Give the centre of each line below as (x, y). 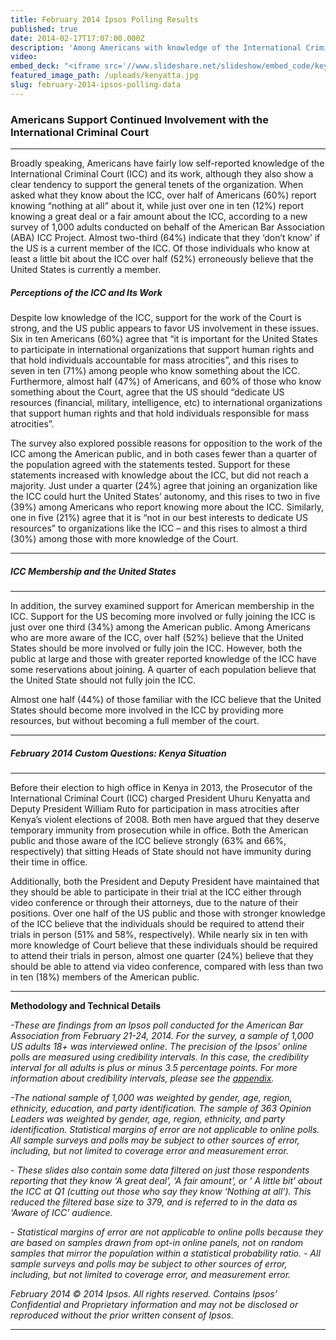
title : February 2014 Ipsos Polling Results (104, 19)
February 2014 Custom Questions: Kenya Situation (118, 753)
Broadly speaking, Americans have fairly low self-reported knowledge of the (167, 163)
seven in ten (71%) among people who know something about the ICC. (155, 371)
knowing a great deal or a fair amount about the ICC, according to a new (159, 217)
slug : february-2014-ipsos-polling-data (96, 85)
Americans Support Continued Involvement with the (140, 119)
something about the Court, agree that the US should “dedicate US (147, 392)
